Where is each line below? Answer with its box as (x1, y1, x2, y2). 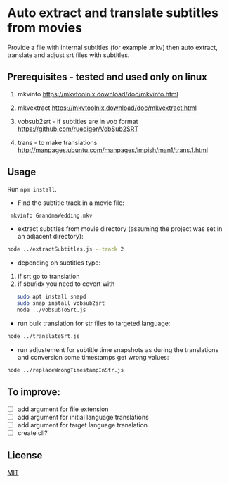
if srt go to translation (17, 272, 80, 281)
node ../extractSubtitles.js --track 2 (7, 246, 124, 253)
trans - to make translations (17, 138, 98, 146)
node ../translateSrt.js (7, 332, 80, 339)
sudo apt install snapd (16, 294, 86, 301)
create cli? (17, 428, 48, 437)
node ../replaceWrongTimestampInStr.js (7, 366, 124, 374)
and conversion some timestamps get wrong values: (17, 353, 169, 361)
